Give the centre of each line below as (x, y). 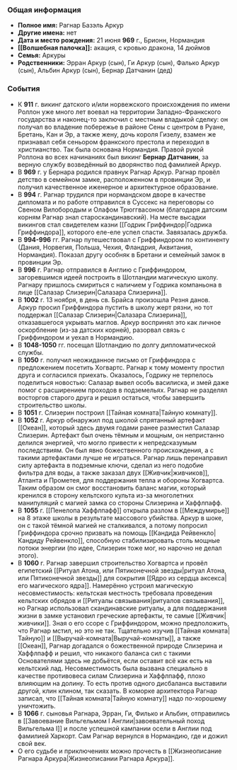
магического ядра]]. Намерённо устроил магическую (111, 585)
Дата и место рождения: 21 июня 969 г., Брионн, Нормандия (111, 40)
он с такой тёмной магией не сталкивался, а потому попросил (112, 525)
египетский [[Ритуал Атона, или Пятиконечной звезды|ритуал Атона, (122, 570)
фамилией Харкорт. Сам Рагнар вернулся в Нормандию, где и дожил (122, 736)
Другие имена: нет (47, 33)
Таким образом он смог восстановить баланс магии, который (112, 488)
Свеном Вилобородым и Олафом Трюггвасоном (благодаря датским (122, 209)
